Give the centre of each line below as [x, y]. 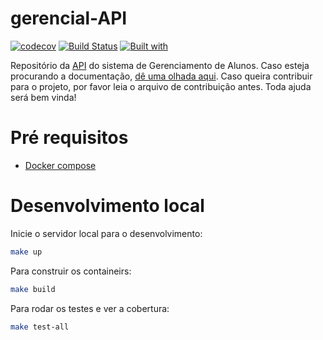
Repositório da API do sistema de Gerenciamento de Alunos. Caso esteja [160, 65]
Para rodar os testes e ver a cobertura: [90, 308]
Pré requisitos [69, 138]
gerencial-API [69, 18]
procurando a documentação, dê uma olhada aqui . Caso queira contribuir [161, 76]
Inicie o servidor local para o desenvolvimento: [106, 233]
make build [33, 289]
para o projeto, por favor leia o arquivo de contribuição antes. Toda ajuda [161, 86]
